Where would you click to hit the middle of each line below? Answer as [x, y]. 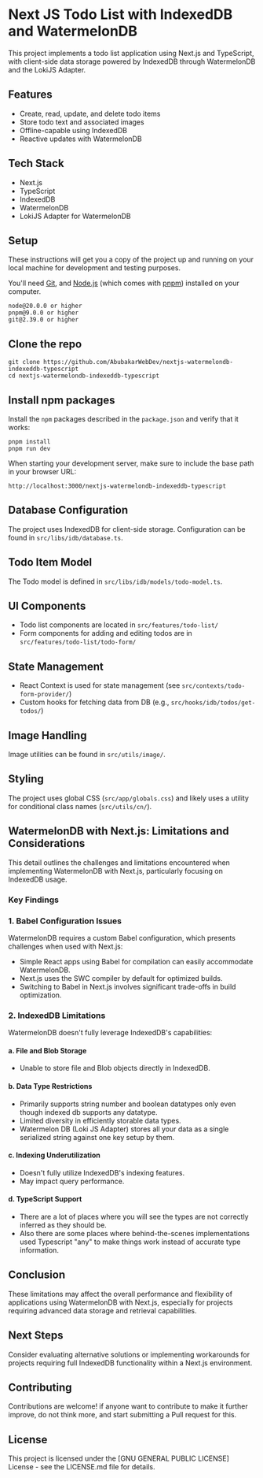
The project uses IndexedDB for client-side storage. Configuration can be [127, 529]
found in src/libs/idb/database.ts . [66, 537]
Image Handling [47, 735]
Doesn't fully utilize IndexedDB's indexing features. [102, 1172]
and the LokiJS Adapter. [47, 69]
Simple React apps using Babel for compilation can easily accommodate [136, 961]
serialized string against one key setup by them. [97, 1137]
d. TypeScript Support [45, 1199]
